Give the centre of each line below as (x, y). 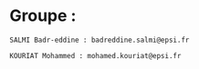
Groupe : (43, 16)
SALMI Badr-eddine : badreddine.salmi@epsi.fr (99, 40)
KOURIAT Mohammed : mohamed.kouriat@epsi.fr (95, 55)
